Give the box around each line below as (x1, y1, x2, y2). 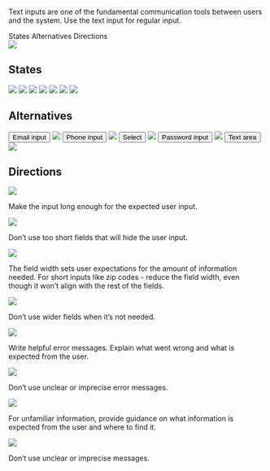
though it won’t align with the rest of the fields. (8, 281, 164, 291)
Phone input (66, 133, 103, 142)
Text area (228, 133, 257, 142)
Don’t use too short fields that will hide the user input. (8, 233, 189, 242)
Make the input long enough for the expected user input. (8, 202, 198, 212)
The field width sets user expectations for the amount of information (8, 264, 237, 273)
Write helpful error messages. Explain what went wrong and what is (8, 343, 235, 353)
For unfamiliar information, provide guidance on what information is (8, 414, 234, 424)
